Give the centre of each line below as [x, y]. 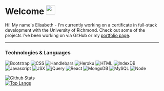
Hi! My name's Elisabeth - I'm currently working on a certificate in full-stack [81, 25]
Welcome [25, 11]
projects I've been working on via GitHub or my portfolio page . [68, 35]
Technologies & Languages [38, 52]
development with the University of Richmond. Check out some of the [75, 30]
